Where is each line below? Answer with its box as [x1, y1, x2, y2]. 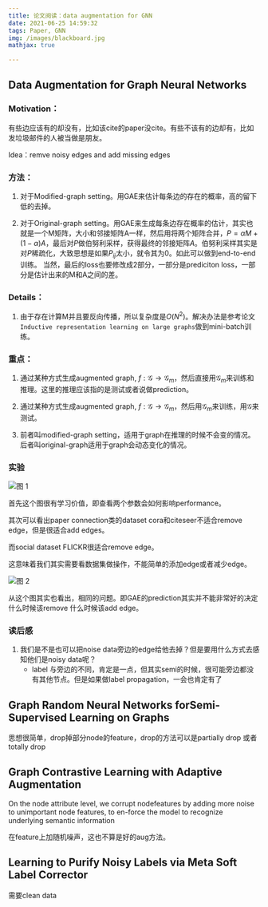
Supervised [8, 711, 68, 724]
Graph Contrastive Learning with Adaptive [8, 765, 223, 778]
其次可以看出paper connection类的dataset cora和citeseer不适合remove [8, 516, 243, 525]
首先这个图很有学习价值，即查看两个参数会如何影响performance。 [8, 498, 226, 508]
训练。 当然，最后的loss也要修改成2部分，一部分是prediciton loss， [19, 259, 242, 269]
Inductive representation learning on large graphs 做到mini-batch [19, 321, 245, 331]
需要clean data [8, 890, 57, 900]
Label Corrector [8, 868, 89, 882]
